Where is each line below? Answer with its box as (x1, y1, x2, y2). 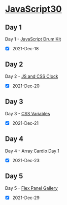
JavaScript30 (5, 3, 62, 15)
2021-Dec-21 (12, 120, 39, 126)
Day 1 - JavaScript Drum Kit (5, 36, 62, 42)
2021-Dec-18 (12, 46, 39, 51)
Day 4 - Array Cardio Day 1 (5, 148, 60, 154)
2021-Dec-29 (12, 195, 40, 201)
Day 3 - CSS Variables (5, 110, 50, 116)
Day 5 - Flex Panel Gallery (5, 185, 58, 191)
